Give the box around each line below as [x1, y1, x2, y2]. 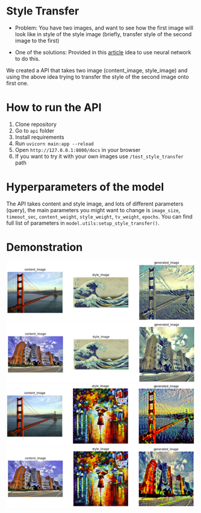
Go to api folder [14, 127, 55, 134]
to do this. [14, 55, 40, 62]
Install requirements [14, 133, 64, 140]
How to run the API [6, 101, 102, 115]
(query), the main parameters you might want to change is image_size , [6, 206, 181, 213]
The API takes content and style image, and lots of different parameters [6, 200, 184, 207]
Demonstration [6, 241, 83, 254]
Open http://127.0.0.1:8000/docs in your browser [14, 146, 141, 153]
